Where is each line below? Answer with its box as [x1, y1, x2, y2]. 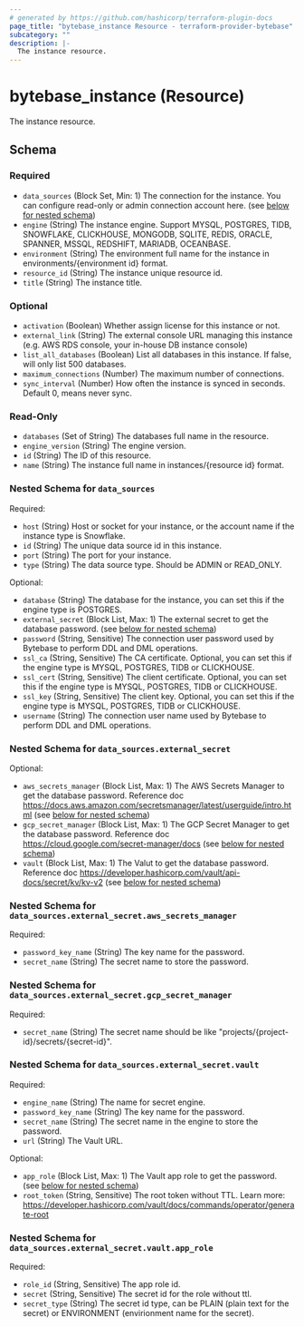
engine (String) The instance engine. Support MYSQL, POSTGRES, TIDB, [22, 219, 292, 229]
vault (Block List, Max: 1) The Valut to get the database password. [22, 857, 270, 868]
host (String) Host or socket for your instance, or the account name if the [22, 521, 295, 532]
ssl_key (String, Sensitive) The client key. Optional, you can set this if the [22, 690, 295, 701]
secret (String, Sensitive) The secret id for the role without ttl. [22, 1289, 252, 1300]
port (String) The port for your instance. [22, 550, 172, 561]
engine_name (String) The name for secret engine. [22, 1097, 206, 1107]
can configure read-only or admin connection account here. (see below [22, 200, 290, 210]
